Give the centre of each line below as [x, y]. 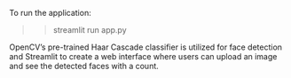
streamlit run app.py [90, 30]
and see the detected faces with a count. [84, 66]
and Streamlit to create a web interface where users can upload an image [143, 56]
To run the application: [50, 13]
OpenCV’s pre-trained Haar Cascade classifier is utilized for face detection [145, 47]
